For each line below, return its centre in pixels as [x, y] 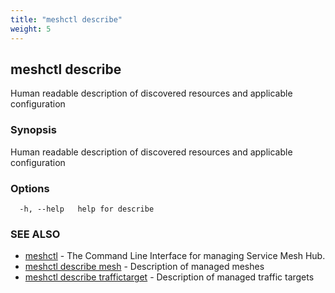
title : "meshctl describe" [66, 19]
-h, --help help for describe [87, 209]
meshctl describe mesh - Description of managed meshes [144, 267]
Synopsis [33, 130]
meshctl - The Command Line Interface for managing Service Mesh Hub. [175, 256]
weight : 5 [31, 29]
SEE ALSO [35, 234]
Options [30, 188]
